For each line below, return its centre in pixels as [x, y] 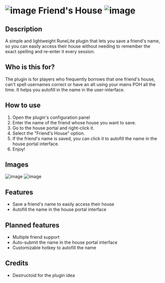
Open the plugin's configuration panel [51, 117]
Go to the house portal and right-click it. [53, 128]
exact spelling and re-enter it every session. [50, 51]
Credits [17, 263]
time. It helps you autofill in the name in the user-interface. [65, 90]
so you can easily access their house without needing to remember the [78, 46]
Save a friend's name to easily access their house [63, 204]
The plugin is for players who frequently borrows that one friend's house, [80, 79]
